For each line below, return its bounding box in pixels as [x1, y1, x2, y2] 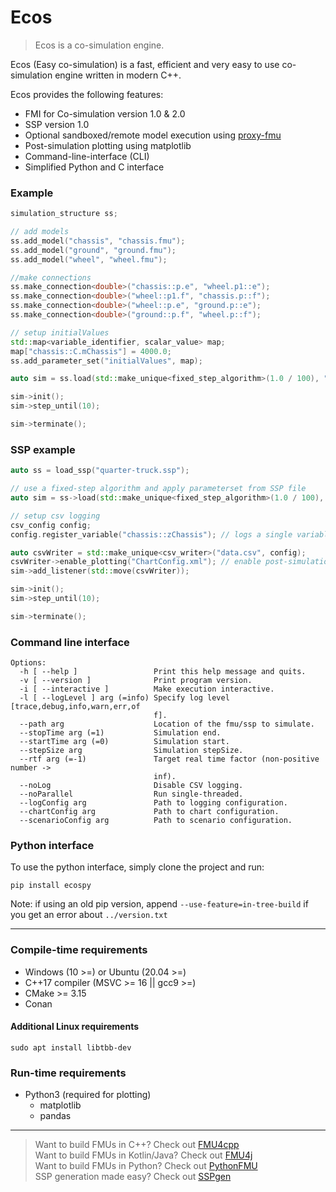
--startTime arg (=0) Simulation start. [19, 737, 230, 747]
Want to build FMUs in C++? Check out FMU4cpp [34, 1139, 240, 1151]
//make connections [10, 272, 92, 283]
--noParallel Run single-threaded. [19, 789, 244, 800]
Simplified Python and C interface [24, 161, 165, 173]
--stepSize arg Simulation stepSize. [19, 746, 244, 756]
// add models [10, 227, 70, 237]
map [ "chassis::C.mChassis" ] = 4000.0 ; [10, 346, 172, 356]
